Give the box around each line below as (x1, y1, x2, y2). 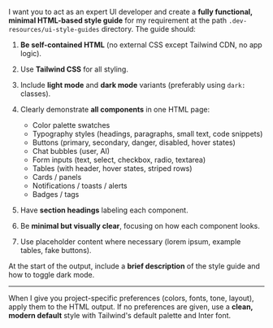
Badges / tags (32, 190, 80, 199)
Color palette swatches (32, 120, 110, 129)
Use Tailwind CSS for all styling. (19, 64, 128, 74)
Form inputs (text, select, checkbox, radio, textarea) (32, 155, 206, 164)
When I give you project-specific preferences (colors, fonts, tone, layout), (8, 293, 254, 303)
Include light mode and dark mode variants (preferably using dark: (19, 81, 246, 90)
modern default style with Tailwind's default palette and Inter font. (8, 311, 232, 320)
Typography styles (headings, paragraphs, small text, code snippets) (32, 129, 263, 138)
